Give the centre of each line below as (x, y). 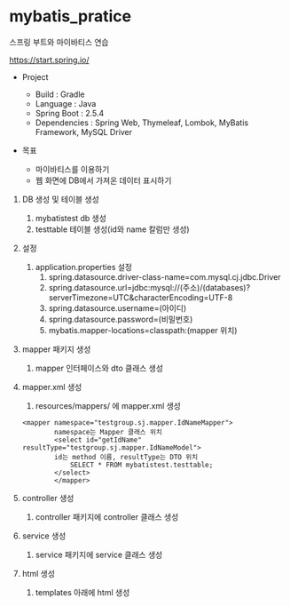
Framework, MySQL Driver (84, 132)
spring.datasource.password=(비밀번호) (121, 319)
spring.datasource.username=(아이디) (118, 307)
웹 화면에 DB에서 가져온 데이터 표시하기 (103, 180)
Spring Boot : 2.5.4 (70, 113)
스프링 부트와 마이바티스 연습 (59, 42)
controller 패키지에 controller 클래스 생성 (107, 516)
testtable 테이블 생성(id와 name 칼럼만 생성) (112, 229)
